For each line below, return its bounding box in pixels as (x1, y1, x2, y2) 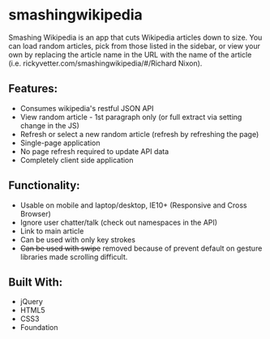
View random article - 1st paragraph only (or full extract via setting (19, 112, 242, 122)
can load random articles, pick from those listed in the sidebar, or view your (8, 41, 261, 50)
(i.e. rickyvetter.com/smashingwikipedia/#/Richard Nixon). (8, 58, 203, 68)
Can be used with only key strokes (19, 234, 136, 244)
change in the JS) (19, 120, 79, 131)
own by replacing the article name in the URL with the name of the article (8, 49, 252, 59)
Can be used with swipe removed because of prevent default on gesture (19, 243, 263, 253)
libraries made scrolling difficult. (19, 251, 128, 261)
